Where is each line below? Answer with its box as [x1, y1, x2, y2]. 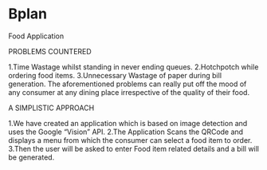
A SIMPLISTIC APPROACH [8, 103, 95, 113]
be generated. [8, 152, 55, 162]
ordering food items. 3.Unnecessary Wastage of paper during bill [8, 70, 222, 80]
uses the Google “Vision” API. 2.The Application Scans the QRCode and [8, 127, 244, 136]
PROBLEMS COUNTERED [8, 46, 92, 56]
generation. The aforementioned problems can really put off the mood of [8, 79, 247, 89]
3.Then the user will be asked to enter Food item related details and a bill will [8, 144, 260, 153]
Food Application [8, 31, 65, 41]
